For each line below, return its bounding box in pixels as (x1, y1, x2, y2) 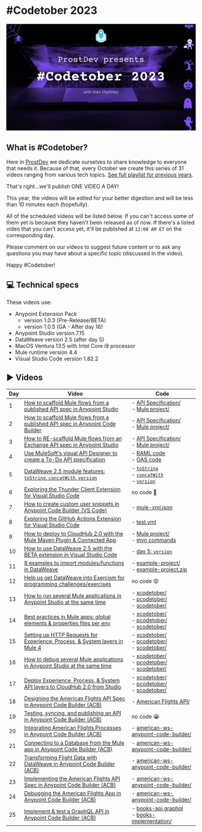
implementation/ (131, 817, 173, 825)
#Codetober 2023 (6, 4, 98, 17)
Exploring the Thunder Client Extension (23, 485, 121, 492)
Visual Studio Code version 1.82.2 (14, 355, 99, 362)
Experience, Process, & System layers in (23, 638, 123, 645)
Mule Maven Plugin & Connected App (23, 536, 117, 544)
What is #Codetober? (6, 142, 88, 152)
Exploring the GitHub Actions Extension (23, 515, 121, 523)
